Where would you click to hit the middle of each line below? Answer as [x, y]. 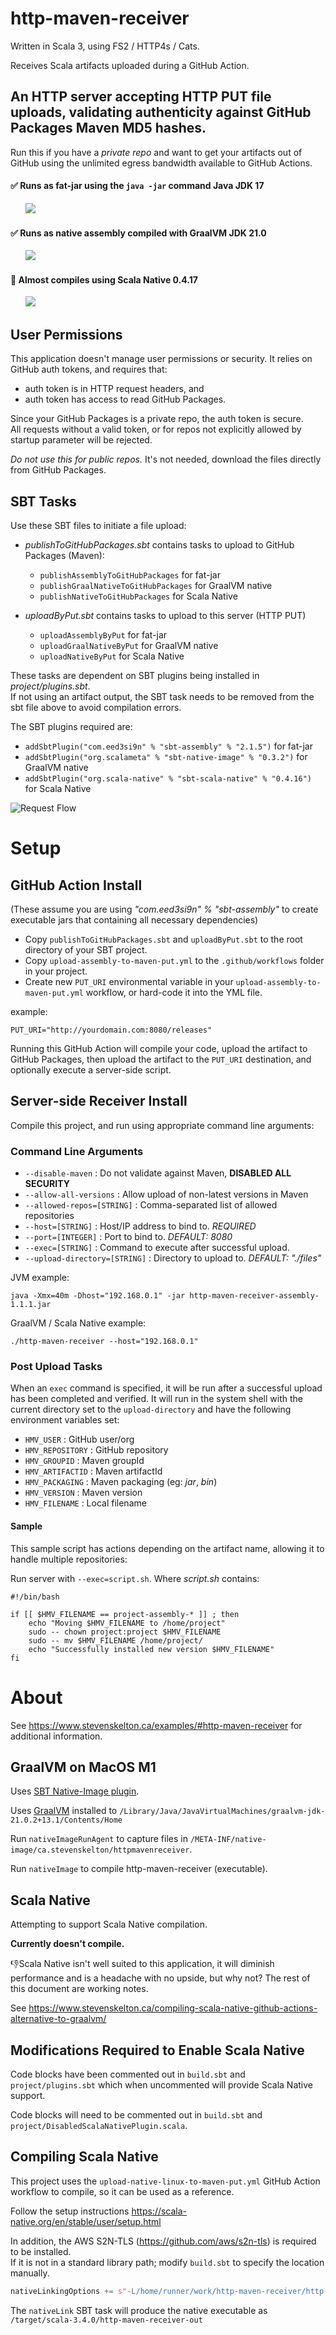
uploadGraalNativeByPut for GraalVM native [129, 645]
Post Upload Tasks [56, 1367]
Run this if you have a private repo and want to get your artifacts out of [156, 152]
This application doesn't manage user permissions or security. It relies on [161, 359]
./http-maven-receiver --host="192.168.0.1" [104, 1342]
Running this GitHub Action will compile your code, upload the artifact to [159, 1048]
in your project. [56, 971]
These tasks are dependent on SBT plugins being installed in [135, 675]
